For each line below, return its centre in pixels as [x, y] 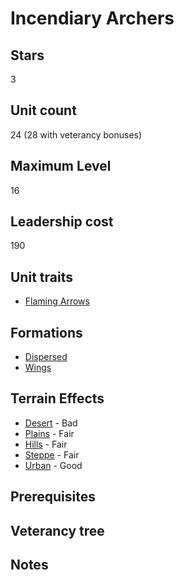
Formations [46, 332]
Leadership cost [62, 222]
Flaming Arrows [57, 301]
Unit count [43, 110]
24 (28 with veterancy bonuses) [76, 134]
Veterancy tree [57, 530]
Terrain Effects [57, 398]
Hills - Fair [46, 444]
